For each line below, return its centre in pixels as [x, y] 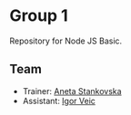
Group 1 [39, 16]
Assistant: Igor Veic [59, 101]
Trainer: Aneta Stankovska [72, 91]
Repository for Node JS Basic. [66, 41]
